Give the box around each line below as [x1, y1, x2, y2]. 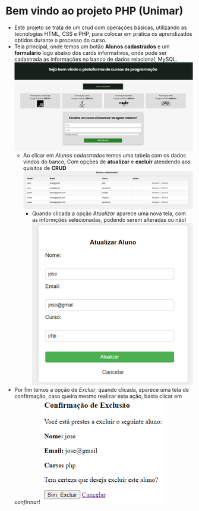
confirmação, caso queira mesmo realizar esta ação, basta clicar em [14, 392, 182, 399]
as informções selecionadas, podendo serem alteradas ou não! [31, 216, 187, 223]
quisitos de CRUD [23, 164, 67, 171]
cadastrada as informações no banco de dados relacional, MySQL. [14, 55, 178, 63]
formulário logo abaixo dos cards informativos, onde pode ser [14, 49, 167, 56]
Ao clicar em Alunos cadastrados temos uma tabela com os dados [23, 151, 187, 159]
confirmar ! [14, 498, 40, 505]
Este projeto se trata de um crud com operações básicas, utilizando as [14, 24, 187, 31]
